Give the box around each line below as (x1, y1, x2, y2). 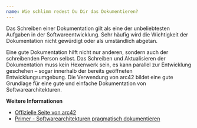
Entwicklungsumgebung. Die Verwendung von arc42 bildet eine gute (6, 73, 173, 80)
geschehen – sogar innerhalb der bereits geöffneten (6, 67, 133, 74)
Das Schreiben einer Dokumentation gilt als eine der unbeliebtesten (6, 25, 170, 32)
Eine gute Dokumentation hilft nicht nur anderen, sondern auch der (6, 48, 169, 56)
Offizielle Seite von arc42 (14, 109, 77, 116)
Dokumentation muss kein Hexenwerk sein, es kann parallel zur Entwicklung (6, 61, 192, 68)
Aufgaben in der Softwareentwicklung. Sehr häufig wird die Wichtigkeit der (6, 31, 189, 38)
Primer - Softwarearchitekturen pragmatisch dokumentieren (14, 115, 160, 122)
